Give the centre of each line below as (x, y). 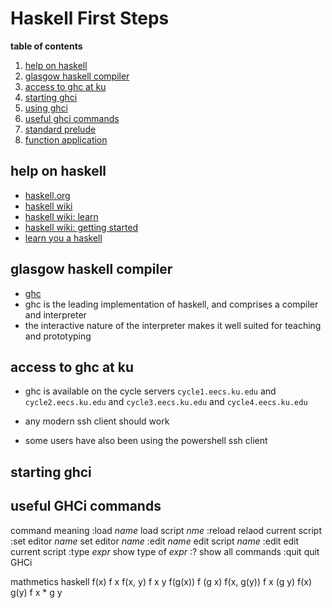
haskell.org (47, 195)
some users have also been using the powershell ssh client (146, 441)
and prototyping (58, 336)
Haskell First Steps (90, 18)
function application (66, 139)
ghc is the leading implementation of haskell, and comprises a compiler (171, 304)
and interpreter (55, 314)
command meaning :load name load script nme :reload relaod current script (166, 530)
